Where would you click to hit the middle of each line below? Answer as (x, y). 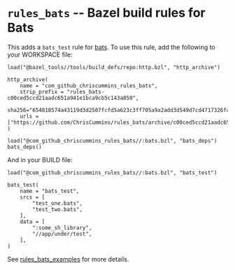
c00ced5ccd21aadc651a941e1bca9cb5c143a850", (73, 98)
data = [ (33, 222)
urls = (29, 116)
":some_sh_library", (62, 228)
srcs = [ (33, 197)
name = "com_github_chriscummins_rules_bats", (89, 85)
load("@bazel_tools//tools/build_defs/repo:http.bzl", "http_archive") (114, 67)
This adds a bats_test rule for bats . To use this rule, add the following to (111, 47)
